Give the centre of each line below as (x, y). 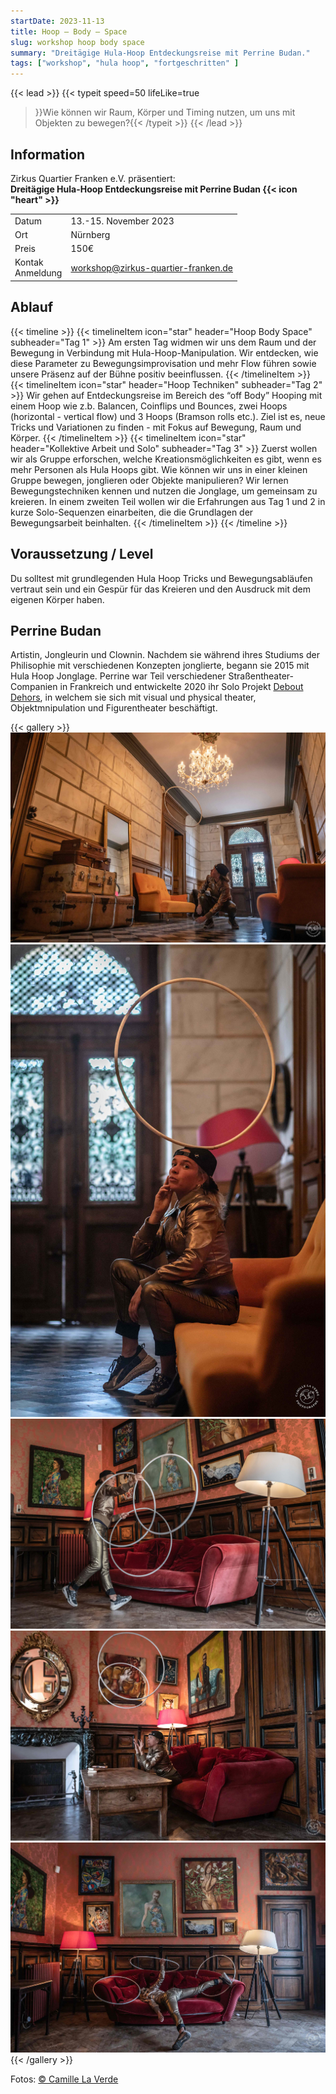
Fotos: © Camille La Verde (64, 2079)
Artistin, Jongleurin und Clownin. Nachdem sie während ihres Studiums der (165, 655)
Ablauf (32, 307)
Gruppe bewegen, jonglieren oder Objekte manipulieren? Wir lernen (149, 480)
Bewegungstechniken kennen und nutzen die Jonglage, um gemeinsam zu (164, 491)
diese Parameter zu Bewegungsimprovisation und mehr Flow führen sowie (163, 363)
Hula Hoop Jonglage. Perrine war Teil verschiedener (118, 676)
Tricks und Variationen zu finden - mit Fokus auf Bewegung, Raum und (156, 427)
